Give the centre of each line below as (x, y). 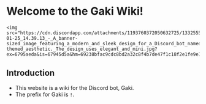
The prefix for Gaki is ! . (45, 94)
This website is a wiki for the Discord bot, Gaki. (74, 87)
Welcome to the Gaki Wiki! (75, 11)
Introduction (31, 73)
